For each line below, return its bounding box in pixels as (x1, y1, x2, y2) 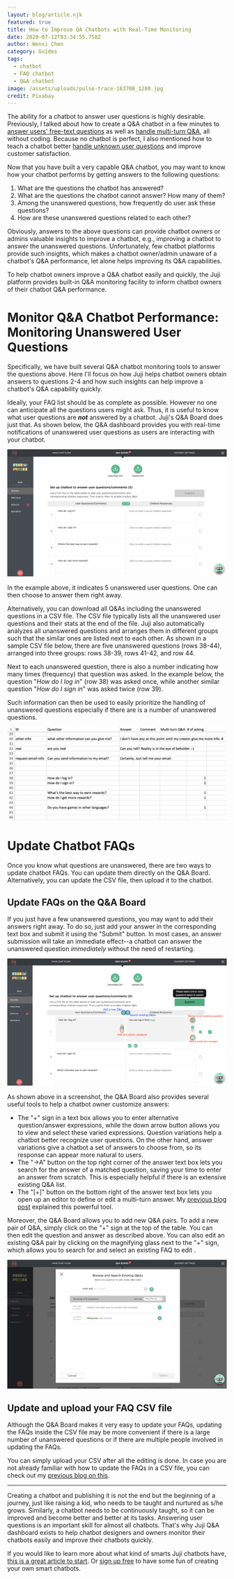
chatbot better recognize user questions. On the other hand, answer (17, 1135, 213, 1144)
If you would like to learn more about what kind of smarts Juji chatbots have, (7, 1550, 226, 1558)
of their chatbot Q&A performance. (7, 285, 107, 293)
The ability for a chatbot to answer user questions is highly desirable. (7, 112, 205, 121)
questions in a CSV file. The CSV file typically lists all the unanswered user (7, 611, 221, 620)
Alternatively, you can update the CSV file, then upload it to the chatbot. (7, 876, 214, 885)
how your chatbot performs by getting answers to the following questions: (7, 170, 220, 179)
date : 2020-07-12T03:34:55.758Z (7, 34, 101, 41)
